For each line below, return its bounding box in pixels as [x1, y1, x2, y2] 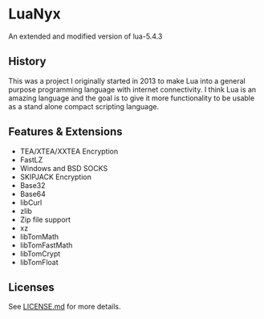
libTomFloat [19, 257, 59, 267]
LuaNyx [8, 5, 62, 23]
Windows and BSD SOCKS [19, 163, 108, 173]
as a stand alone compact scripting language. [8, 101, 159, 111]
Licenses [8, 280, 55, 294]
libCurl [19, 198, 43, 207]
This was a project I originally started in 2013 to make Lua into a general [8, 76, 246, 85]
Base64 [19, 189, 47, 198]
